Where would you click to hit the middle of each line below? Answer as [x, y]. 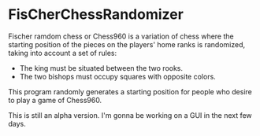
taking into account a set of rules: [63, 53]
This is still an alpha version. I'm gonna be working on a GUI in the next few [130, 115]
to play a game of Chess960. [55, 100]
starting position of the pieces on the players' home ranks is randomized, [127, 44]
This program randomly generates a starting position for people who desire [130, 91]
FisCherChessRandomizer [96, 15]
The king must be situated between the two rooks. [101, 68]
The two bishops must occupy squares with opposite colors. [118, 76]
